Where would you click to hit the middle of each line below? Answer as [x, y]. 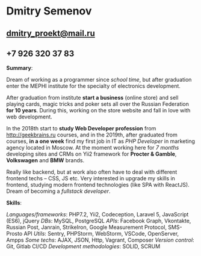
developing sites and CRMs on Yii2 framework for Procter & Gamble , [91, 154]
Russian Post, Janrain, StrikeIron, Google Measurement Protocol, [87, 227]
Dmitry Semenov [49, 11]
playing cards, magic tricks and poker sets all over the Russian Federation [98, 104]
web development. [29, 117]
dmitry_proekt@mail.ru [51, 33]
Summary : [20, 68]
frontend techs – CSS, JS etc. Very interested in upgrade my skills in [91, 178]
